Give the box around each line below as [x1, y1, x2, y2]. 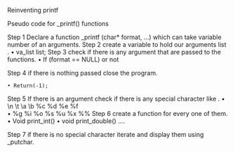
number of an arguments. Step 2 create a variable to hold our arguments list [7, 41, 227, 48]
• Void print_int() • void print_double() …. [7, 117, 126, 125]
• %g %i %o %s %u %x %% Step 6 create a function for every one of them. [7, 110, 228, 117]
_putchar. [7, 138, 34, 146]
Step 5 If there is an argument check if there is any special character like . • [7, 94, 226, 103]
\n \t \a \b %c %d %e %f [7, 102, 79, 110]
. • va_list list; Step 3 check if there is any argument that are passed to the [7, 48, 221, 56]
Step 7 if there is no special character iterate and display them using [7, 131, 204, 138]
